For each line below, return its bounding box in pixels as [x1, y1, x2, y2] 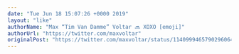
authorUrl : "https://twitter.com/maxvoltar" [7, 29, 142, 37]
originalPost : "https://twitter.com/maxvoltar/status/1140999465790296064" [7, 36, 237, 43]
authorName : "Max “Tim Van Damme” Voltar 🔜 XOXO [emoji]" [7, 23, 185, 30]
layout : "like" [7, 17, 53, 24]
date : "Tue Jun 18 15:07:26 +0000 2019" [7, 10, 129, 18]
